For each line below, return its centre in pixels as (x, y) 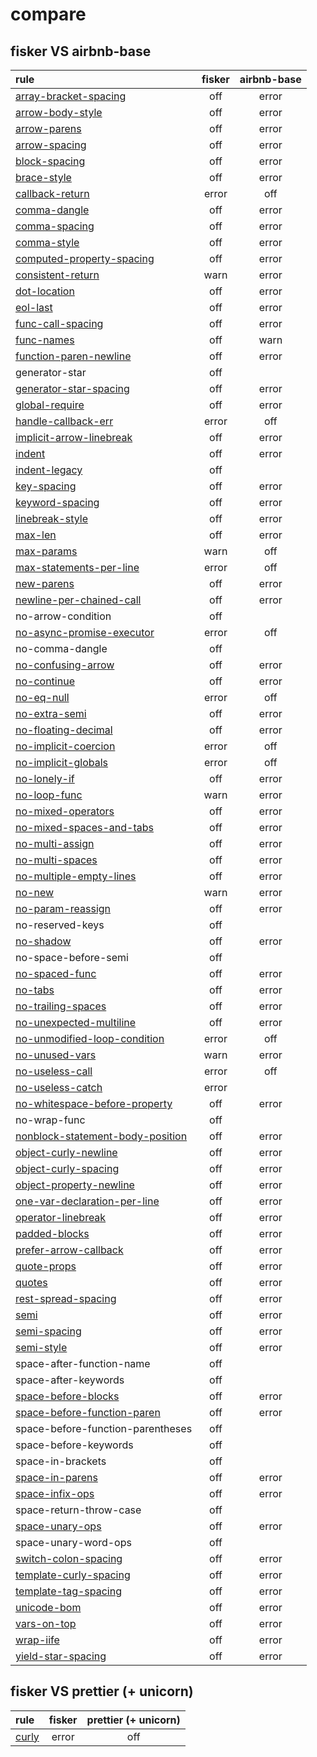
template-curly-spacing (73, 1575)
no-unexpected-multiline (76, 1022)
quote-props (46, 1266)
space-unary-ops (58, 1526)
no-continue (45, 681)
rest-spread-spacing (66, 1298)
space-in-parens (56, 1477)
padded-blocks (52, 1233)
